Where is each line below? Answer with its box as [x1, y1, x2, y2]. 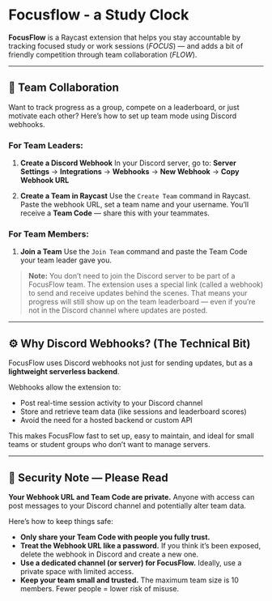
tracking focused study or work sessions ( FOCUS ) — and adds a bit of [8, 40, 244, 50]
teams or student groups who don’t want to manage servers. [8, 440, 210, 450]
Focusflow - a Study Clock [8, 6, 189, 24]
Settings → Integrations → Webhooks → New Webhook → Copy [19, 167, 240, 177]
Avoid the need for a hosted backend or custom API [19, 416, 193, 425]
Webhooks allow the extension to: [8, 382, 121, 392]
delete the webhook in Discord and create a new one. [19, 549, 199, 559]
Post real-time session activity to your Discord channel [19, 399, 203, 408]
